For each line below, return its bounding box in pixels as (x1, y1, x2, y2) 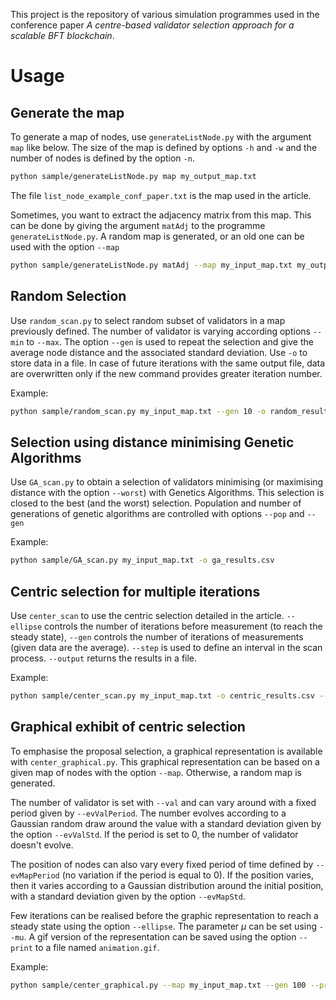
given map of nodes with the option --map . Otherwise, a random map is (10, 766, 303, 778)
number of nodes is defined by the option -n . (10, 152, 195, 164)
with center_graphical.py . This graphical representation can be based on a (10, 755, 320, 768)
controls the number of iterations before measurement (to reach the (44, 620, 323, 632)
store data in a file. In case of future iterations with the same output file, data (10, 357, 326, 369)
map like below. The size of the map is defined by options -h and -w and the (10, 142, 318, 153)
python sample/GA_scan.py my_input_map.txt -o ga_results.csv (10, 555, 275, 566)
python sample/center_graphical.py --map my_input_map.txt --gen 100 (10, 980, 307, 990)
